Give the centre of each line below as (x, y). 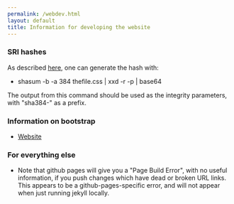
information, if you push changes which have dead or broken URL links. (122, 178)
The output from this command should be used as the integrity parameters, (117, 95)
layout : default (31, 21)
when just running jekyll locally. (63, 193)
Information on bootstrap (51, 121)
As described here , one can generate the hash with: (83, 68)
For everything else (41, 155)
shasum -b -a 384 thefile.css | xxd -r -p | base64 (89, 81)
